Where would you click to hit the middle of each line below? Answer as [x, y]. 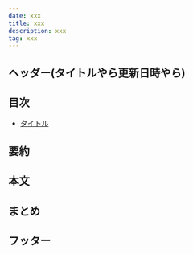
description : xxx [37, 31]
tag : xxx [23, 38]
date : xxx [25, 16]
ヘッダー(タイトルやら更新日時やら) [97, 73]
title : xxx [27, 23]
